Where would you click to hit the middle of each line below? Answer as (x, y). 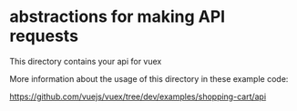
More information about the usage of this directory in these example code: (149, 78)
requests (44, 36)
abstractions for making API (118, 17)
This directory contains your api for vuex (86, 61)
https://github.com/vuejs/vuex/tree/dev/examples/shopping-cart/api (138, 96)
